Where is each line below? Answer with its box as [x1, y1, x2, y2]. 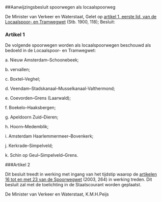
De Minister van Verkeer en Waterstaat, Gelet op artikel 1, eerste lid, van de [5, 14, 157, 19]
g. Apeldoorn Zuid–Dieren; [5, 114, 58, 120]
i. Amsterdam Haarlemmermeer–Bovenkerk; [5, 133, 94, 139]
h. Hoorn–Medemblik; [5, 124, 49, 130]
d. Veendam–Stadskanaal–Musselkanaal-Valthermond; [5, 86, 115, 91]
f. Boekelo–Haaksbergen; [5, 105, 56, 111]
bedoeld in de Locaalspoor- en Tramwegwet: [5, 48, 96, 54]
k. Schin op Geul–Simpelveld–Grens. [5, 152, 79, 158]
